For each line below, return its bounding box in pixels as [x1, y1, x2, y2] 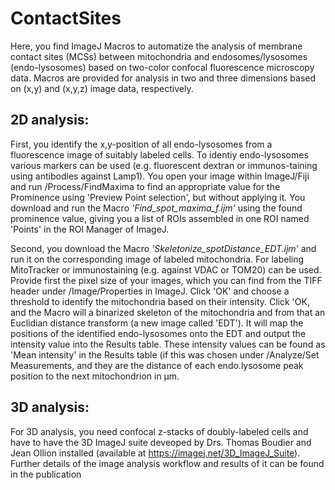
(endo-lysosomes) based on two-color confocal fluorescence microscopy [10, 61, 315, 73]
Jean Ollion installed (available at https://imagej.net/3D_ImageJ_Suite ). [10, 447, 301, 459]
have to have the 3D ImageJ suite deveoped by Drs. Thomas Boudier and [10, 436, 312, 448]
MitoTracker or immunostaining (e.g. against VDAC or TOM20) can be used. [10, 263, 322, 276]
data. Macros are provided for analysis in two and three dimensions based [10, 72, 317, 84]
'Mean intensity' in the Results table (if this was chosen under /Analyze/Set [10, 348, 320, 361]
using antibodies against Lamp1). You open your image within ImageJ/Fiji [10, 170, 310, 182]
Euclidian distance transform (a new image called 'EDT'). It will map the [10, 317, 304, 329]
